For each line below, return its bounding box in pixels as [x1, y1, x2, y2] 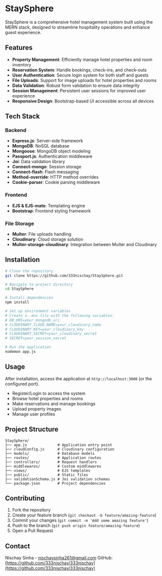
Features [5, 43, 33, 52]
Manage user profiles [12, 411, 55, 417]
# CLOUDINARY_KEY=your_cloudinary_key [5, 327, 84, 332]
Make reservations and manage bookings [12, 401, 96, 407]
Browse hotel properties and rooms [12, 395, 83, 401]
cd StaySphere [5, 287, 34, 291]
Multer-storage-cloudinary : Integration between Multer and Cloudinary [12, 242, 157, 247]
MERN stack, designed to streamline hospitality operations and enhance [5, 24, 150, 30]
